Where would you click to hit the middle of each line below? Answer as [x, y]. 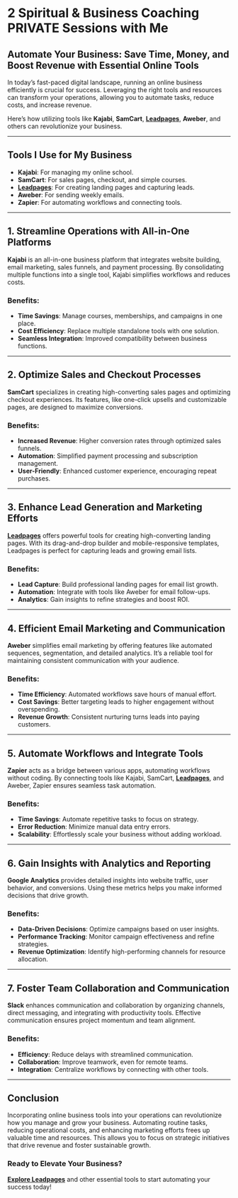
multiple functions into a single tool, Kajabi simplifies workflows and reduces [119, 274]
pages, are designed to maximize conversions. [75, 407]
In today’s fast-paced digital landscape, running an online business [105, 82]
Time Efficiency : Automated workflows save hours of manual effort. [117, 694]
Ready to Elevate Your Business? [65, 1164]
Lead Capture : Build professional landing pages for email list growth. [118, 584]
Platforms [29, 242]
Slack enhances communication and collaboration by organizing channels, [116, 1005]
